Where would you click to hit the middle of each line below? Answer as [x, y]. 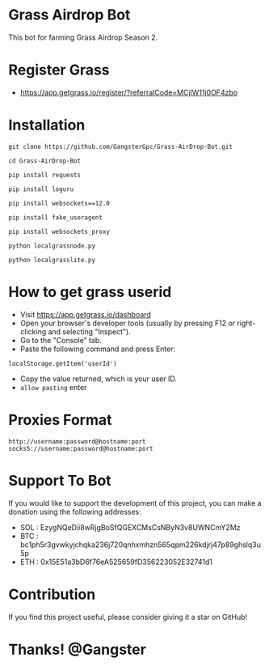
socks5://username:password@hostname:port [81, 448]
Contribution [52, 594]
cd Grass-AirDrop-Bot [45, 161]
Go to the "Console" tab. [61, 340]
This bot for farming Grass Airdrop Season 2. [83, 37]
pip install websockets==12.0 [59, 203]
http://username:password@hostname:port [78, 441]
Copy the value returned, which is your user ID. [99, 379]
